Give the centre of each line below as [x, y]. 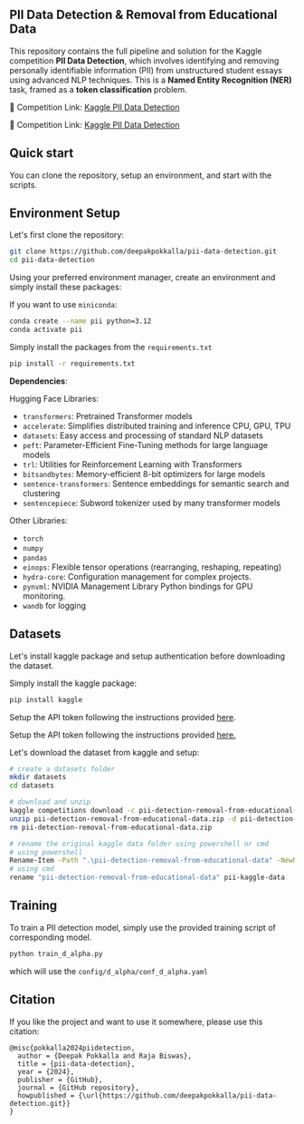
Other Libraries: [38, 520]
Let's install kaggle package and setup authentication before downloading [147, 656]
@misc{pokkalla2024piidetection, [72, 1048]
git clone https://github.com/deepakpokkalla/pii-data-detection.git [143, 252]
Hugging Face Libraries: [54, 398]
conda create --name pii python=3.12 [81, 321]
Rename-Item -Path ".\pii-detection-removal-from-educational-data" [141, 861]
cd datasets [32, 786]
